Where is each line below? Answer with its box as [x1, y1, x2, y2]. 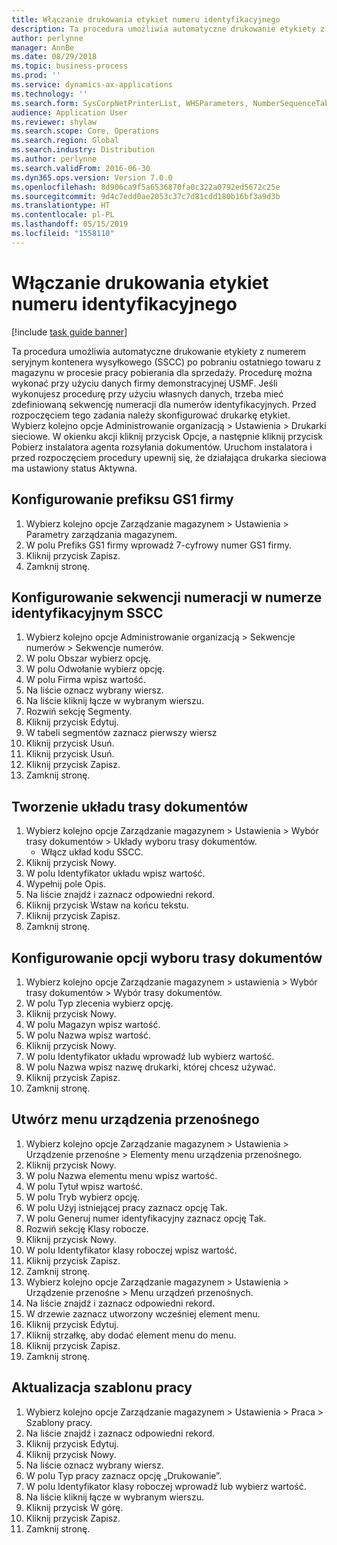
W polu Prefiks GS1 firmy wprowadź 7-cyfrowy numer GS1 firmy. [25, 539, 293, 551]
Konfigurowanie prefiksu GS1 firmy [11, 491, 234, 508]
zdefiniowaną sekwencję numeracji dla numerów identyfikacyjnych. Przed [11, 398, 317, 410]
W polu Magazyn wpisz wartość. [25, 1018, 161, 1030]
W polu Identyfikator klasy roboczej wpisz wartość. [25, 1244, 238, 1256]
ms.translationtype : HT [11, 201, 111, 211]
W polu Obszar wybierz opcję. [25, 652, 151, 665]
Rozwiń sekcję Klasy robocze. [25, 1222, 149, 1235]
